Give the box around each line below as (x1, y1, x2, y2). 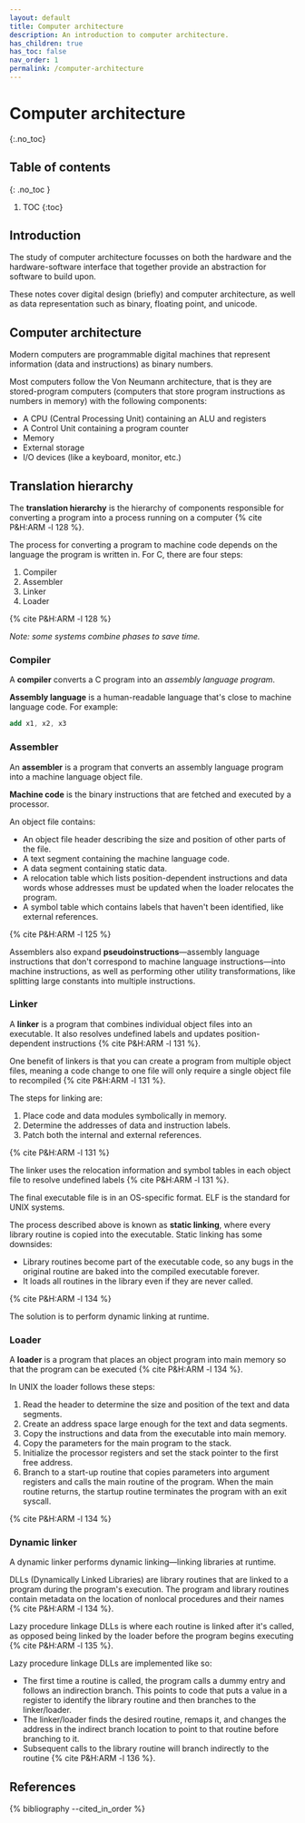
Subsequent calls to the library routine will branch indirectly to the (22, 1743, 270, 1754)
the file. (22, 843, 52, 854)
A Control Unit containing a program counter (22, 423, 189, 434)
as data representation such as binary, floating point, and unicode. (9, 298, 258, 309)
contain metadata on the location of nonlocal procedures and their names (9, 1594, 284, 1605)
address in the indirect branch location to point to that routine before (22, 1724, 280, 1735)
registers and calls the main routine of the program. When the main (22, 1476, 274, 1487)
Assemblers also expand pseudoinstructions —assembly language (9, 946, 261, 957)
